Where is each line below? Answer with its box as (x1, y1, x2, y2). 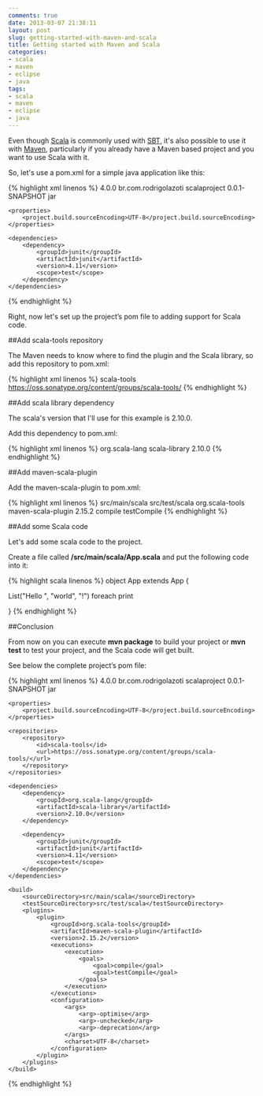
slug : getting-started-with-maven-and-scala (8, 33, 157, 42)
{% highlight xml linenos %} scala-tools (8, 374, 136, 383)
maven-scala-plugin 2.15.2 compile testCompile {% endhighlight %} (8, 506, 228, 516)
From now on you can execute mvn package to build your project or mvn (8, 636, 246, 647)
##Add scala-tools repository (8, 335, 104, 345)
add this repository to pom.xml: (8, 359, 109, 368)
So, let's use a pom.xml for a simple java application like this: (8, 167, 206, 177)
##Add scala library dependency (8, 397, 115, 407)
